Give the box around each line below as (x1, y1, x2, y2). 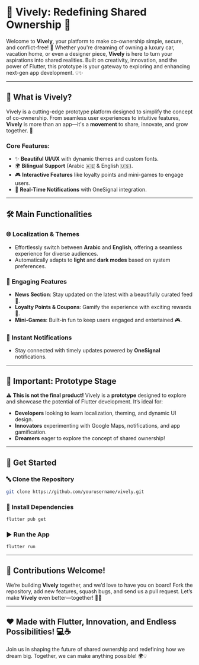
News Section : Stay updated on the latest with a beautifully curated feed (14, 291, 193, 298)
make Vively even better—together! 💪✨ (6, 594, 102, 601)
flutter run (6, 544, 36, 550)
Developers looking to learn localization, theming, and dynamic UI (14, 409, 176, 417)
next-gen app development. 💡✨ (6, 69, 84, 76)
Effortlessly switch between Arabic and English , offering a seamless (14, 243, 182, 251)
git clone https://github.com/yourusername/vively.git (6, 489, 145, 495)
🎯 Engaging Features (6, 277, 67, 285)
